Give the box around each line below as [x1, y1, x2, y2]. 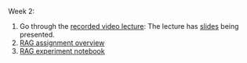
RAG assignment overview [19, 38, 105, 47]
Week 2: [8, 7, 35, 16]
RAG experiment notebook [19, 47, 105, 55]
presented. [19, 30, 55, 39]
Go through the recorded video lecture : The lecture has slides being [19, 22, 239, 30]
